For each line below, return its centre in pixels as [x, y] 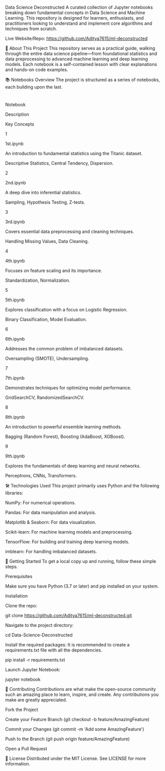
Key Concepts [20, 124]
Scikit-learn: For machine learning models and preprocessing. [69, 532]
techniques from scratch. [31, 29]
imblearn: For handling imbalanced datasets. [51, 552]
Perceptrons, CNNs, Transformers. [41, 476]
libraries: [14, 493]
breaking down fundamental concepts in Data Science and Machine [75, 13]
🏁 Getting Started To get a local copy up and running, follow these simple [81, 561]
